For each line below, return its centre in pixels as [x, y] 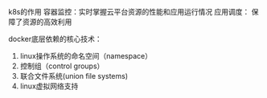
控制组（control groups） [62, 66]
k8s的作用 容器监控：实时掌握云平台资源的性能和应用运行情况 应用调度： [129, 12]
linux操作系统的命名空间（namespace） [86, 56]
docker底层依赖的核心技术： [55, 39]
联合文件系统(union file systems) [74, 76]
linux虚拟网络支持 [49, 86]
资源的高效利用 [47, 22]
